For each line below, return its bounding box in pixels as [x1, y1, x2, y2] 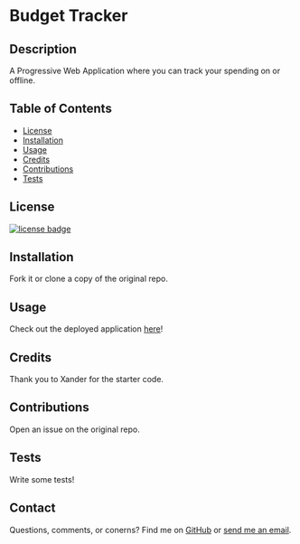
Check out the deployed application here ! [9, 324, 164, 334]
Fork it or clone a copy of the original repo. [9, 273, 169, 285]
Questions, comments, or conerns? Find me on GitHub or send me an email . [9, 524, 292, 535]
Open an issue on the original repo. [9, 424, 140, 435]
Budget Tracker [9, 5, 128, 26]
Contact [9, 501, 56, 516]
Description [9, 42, 77, 57]
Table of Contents [9, 101, 113, 117]
